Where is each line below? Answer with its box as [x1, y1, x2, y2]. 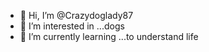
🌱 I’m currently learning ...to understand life [19, 31, 199, 42]
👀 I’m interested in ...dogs [19, 20, 125, 32]
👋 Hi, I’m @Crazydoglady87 [19, 10, 134, 21]
